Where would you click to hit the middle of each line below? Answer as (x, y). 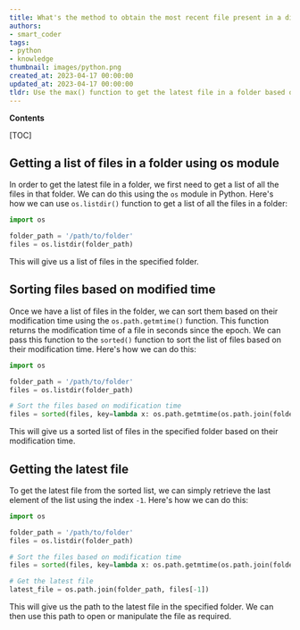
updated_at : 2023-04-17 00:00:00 (71, 84)
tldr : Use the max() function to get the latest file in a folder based (147, 92)
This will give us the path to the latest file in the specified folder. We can (142, 607)
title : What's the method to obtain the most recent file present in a (145, 17)
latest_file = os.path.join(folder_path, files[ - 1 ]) (109, 590)
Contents (27, 118)
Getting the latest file (69, 469)
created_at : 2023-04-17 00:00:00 (71, 76)
